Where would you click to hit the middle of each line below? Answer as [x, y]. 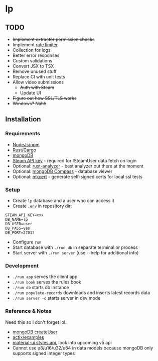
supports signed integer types [44, 353]
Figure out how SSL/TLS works [44, 98]
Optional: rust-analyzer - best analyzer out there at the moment [78, 166]
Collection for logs [32, 50]
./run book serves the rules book [47, 282]
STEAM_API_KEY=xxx [24, 215]
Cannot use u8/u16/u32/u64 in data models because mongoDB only [83, 348]
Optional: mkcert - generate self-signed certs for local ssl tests [77, 176]
